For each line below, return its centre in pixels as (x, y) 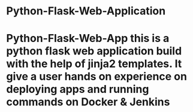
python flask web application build (94, 51)
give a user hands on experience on (97, 77)
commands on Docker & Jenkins (88, 102)
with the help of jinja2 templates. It (94, 64)
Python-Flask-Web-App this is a (88, 39)
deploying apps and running (78, 90)
